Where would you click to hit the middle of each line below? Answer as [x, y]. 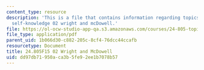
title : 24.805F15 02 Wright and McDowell [59, 52]
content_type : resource [36, 12]
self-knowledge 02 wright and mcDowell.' [65, 23]
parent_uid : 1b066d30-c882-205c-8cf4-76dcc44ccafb [72, 40]
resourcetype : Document [36, 46]
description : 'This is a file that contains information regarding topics [103, 18]
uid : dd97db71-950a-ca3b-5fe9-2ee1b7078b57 [62, 57]
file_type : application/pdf [42, 35]
